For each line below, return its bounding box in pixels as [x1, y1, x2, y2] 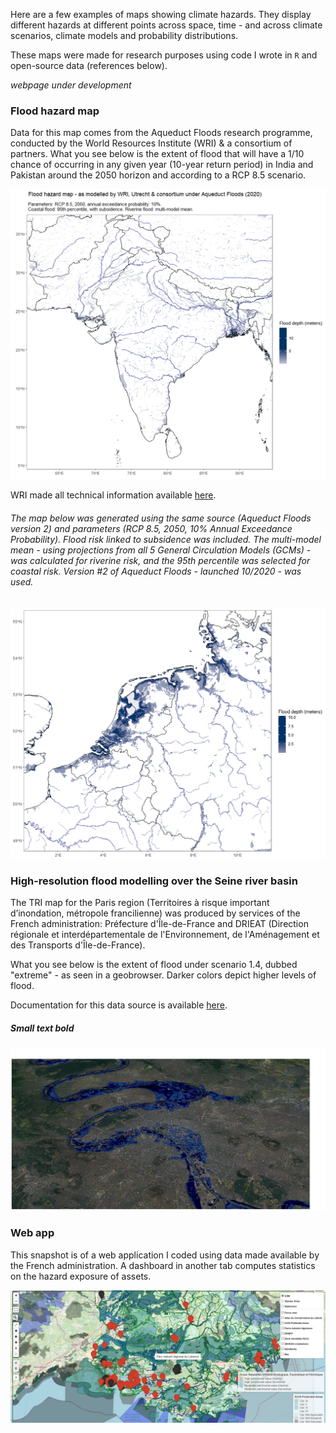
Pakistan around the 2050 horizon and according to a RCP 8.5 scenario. [10, 169, 307, 181]
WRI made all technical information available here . [10, 489, 217, 501]
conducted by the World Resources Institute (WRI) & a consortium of [10, 137, 293, 149]
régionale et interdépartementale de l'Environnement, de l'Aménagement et [10, 929, 320, 941]
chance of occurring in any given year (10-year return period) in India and [10, 159, 314, 171]
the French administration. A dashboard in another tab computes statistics [10, 1259, 316, 1271]
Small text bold [10, 1022, 75, 1034]
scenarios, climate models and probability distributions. [10, 30, 239, 41]
